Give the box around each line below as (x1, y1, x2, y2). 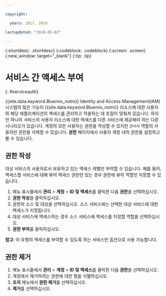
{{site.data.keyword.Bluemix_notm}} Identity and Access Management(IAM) (5, 98, 161, 105)
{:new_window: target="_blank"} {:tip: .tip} (5, 53, 92, 59)
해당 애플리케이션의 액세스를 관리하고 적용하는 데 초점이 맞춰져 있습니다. (10, 111, 150, 117)
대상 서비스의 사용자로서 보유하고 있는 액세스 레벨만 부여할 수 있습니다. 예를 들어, (5, 165, 162, 172)
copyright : (5, 11, 28, 16)
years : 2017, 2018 (9, 20, 48, 25)
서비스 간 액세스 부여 (5, 72, 83, 83)
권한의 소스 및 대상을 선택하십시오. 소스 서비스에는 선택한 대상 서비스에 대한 (12, 201, 159, 207)
